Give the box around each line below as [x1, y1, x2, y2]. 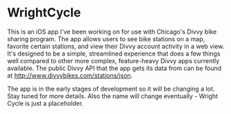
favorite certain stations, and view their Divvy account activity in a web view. [7, 42, 225, 50]
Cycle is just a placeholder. [7, 99, 84, 107]
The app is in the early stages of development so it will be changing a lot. [7, 84, 215, 93]
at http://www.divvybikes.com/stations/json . [7, 71, 133, 80]
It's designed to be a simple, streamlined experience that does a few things [7, 49, 221, 58]
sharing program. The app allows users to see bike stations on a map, [7, 34, 205, 43]
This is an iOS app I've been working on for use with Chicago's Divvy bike [7, 27, 217, 36]
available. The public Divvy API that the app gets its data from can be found [7, 64, 222, 72]
